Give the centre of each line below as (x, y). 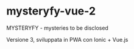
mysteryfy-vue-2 (51, 11)
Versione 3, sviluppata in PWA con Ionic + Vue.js (67, 39)
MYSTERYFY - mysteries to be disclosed (57, 28)
